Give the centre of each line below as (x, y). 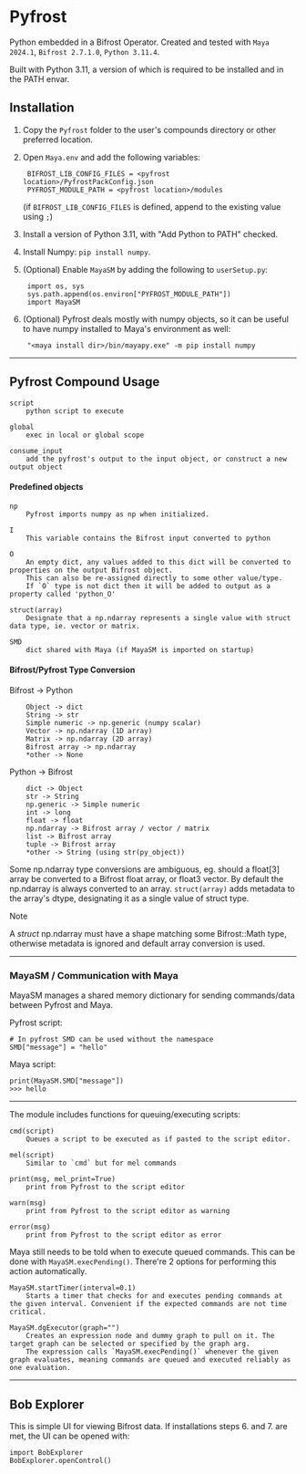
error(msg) (30, 1227)
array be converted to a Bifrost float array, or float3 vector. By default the (147, 878)
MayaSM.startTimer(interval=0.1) (73, 1288)
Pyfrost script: (36, 1022)
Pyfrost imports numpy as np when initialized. (117, 514)
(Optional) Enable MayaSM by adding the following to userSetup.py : (145, 269)
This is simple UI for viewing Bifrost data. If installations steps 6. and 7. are (149, 1427)
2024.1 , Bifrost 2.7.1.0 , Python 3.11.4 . (85, 51)
